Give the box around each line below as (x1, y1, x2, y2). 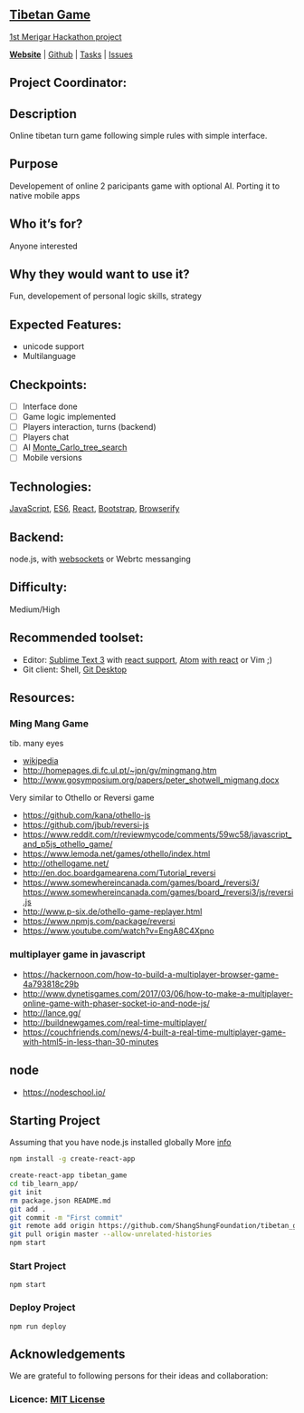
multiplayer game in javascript (9, 948, 146, 960)
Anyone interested (9, 240, 79, 251)
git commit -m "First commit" (9, 1213, 124, 1223)
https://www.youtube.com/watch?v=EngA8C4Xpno (22, 925, 214, 937)
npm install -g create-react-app (9, 1155, 136, 1164)
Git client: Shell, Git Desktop (22, 664, 128, 675)
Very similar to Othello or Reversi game (9, 793, 155, 804)
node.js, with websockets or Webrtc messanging (9, 553, 192, 565)
